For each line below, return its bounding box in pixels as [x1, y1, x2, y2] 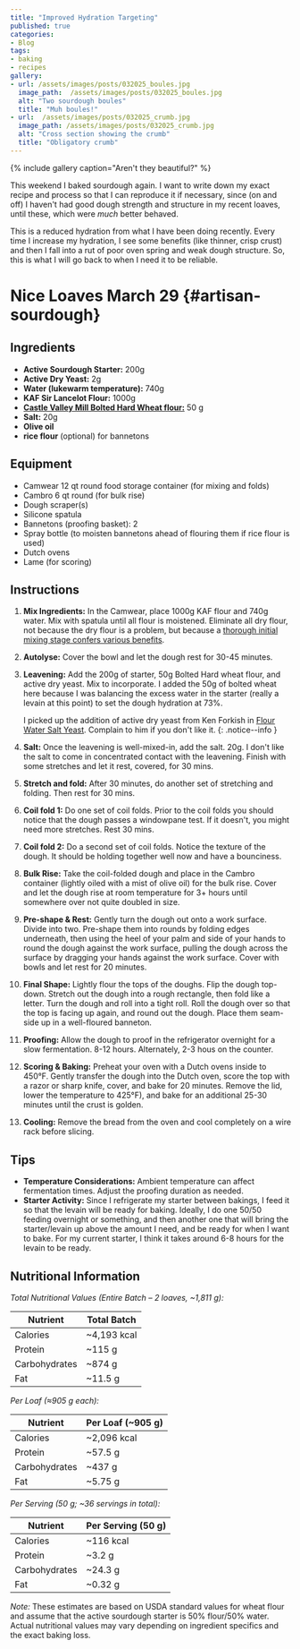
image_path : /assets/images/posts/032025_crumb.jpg [18, 122, 215, 131]
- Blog [10, 38, 35, 47]
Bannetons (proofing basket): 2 [22, 518, 138, 529]
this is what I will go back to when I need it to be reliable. [10, 254, 218, 265]
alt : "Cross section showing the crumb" [18, 130, 171, 139]
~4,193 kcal [85, 1329, 137, 1341]
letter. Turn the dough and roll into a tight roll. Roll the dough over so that [22, 998, 291, 1009]
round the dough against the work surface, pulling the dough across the [22, 943, 288, 953]
